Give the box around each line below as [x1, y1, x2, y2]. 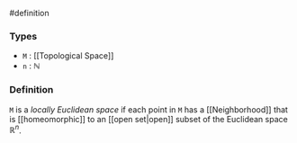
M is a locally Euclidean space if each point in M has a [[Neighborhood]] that [9, 103, 288, 115]
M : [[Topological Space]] [22, 50, 114, 61]
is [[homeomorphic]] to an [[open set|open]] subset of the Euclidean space [9, 113, 288, 124]
